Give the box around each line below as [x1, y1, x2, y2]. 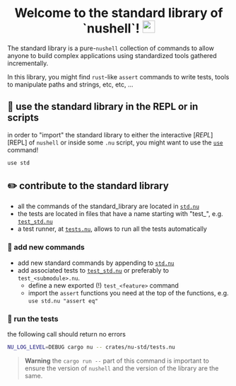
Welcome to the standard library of [14, 5, 223, 21]
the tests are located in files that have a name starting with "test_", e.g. [17, 210, 224, 218]
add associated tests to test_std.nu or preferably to [17, 266, 170, 274]
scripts [7, 112, 39, 124]
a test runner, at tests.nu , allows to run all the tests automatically [17, 225, 207, 233]
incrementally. [7, 59, 49, 67]
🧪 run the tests [7, 314, 59, 324]
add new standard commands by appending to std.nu [17, 259, 175, 267]
